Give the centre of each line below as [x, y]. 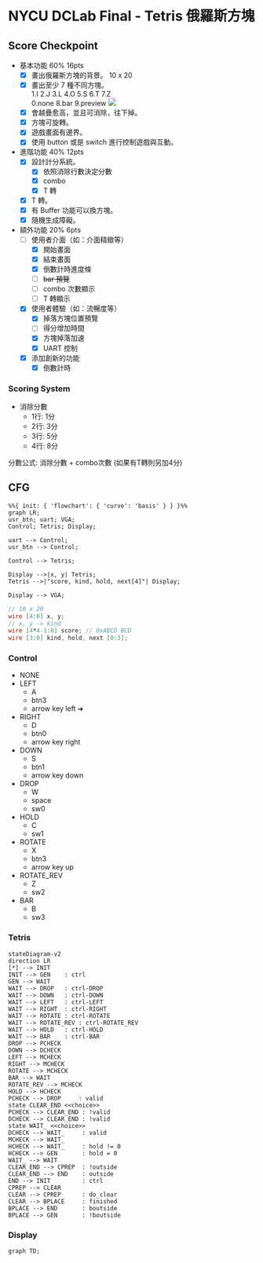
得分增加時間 [64, 328]
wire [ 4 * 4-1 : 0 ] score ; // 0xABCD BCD [70, 631]
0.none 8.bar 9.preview [69, 104]
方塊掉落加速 [64, 338]
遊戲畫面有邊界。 [59, 132]
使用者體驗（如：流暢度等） [76, 309]
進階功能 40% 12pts [51, 152]
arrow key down [57, 775]
